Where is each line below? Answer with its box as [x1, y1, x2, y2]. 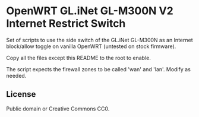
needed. [6, 72, 27, 79]
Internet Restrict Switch [6, 17, 126, 30]
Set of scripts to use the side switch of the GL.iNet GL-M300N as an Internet [6, 36, 193, 43]
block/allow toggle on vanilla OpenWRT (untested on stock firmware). [6, 43, 176, 50]
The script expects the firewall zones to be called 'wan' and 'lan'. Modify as [6, 65, 191, 72]
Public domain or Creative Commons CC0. [6, 105, 110, 112]
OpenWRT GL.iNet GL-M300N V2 [6, 4, 173, 18]
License [6, 89, 36, 99]
